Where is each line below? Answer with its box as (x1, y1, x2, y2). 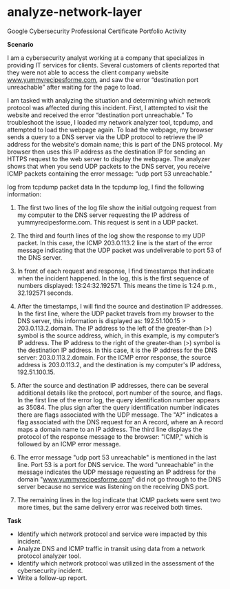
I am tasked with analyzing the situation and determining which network (7, 96, 211, 104)
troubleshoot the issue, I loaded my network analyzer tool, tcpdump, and (7, 118, 213, 126)
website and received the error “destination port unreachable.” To (7, 111, 194, 119)
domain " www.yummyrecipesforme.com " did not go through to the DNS (17, 475, 222, 483)
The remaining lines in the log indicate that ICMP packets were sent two (17, 495, 221, 504)
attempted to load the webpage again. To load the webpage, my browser (7, 125, 213, 134)
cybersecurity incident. (17, 566, 83, 575)
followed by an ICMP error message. (17, 440, 121, 448)
